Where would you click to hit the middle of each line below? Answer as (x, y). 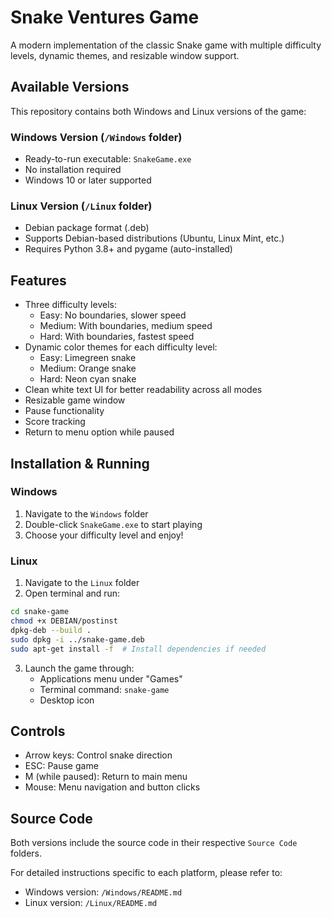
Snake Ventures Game (105, 17)
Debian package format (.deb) (87, 228)
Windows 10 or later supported (88, 180)
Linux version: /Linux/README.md (91, 903)
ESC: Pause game (61, 766)
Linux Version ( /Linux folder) (81, 206)
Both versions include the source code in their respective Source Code (154, 843)
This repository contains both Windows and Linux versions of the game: (158, 111)
